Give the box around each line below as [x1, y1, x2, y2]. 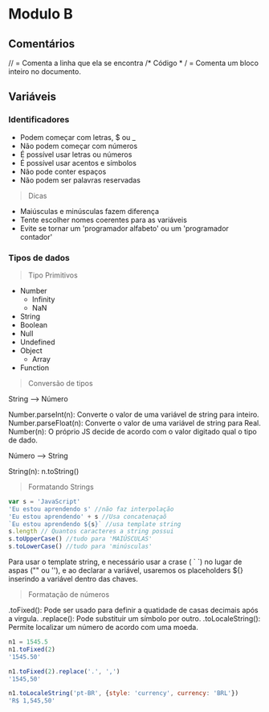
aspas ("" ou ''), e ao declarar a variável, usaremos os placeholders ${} [8, 566, 243, 575]
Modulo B [8, 5, 74, 23]
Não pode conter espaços [19, 167, 107, 176]
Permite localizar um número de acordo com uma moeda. [8, 623, 198, 632]
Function [19, 363, 50, 372]
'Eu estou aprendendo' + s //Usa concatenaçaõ [8, 512, 167, 521]
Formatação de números [27, 590, 110, 599]
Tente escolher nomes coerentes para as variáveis [19, 215, 187, 224]
